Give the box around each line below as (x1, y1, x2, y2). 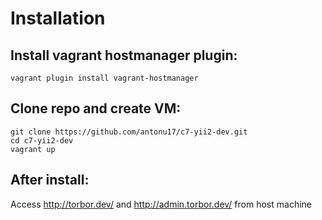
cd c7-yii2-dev (10, 135, 74, 146)
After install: (10, 172, 90, 189)
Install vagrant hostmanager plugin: (10, 47, 238, 64)
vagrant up (10, 144, 56, 154)
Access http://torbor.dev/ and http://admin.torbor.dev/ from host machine (10, 198, 312, 210)
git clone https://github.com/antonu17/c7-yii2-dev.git (10, 127, 248, 137)
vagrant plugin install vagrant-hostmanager (10, 73, 199, 83)
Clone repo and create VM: (10, 100, 182, 117)
